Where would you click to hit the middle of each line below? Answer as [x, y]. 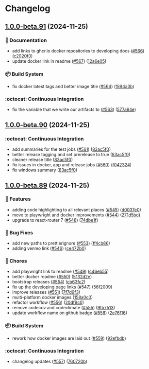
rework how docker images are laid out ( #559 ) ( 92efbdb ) [69, 338]
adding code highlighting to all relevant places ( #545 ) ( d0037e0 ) [77, 210]
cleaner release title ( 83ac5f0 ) [42, 160]
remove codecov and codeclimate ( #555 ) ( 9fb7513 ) [64, 308]
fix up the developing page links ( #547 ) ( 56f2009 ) [62, 287]
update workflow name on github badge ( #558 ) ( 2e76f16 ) [70, 313]
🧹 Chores [16, 261]
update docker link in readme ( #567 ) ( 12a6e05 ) [59, 61]
